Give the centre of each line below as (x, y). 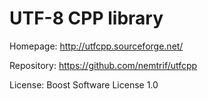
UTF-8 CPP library (86, 18)
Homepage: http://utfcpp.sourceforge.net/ (96, 46)
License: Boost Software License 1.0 (84, 84)
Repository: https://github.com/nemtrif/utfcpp (103, 65)
